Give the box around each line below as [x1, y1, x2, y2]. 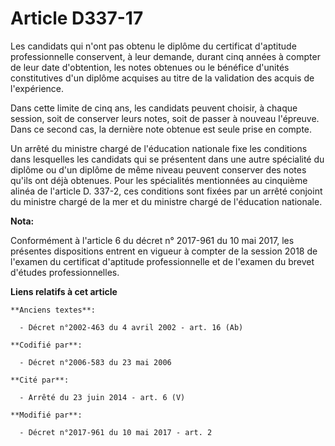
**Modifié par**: [10, 410, 83, 420]
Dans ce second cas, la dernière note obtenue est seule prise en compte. [10, 123, 313, 135]
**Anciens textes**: [10, 305, 97, 315]
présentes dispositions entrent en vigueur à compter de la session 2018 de [10, 245, 318, 257]
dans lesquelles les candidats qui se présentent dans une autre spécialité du [10, 153, 325, 165]
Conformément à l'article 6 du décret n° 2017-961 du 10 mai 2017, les [10, 234, 295, 246]
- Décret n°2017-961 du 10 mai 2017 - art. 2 [19, 427, 213, 437]
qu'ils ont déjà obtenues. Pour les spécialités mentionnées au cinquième [10, 174, 308, 186]
